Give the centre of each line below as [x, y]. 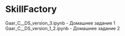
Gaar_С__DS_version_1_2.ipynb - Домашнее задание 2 [63, 28]
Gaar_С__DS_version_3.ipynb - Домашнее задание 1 [60, 23]
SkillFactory [31, 9]
